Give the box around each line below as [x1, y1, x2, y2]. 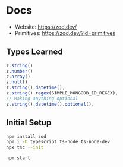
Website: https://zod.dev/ [14, 23, 77, 30]
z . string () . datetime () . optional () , [6, 101, 94, 107]
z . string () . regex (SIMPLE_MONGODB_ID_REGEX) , [6, 90, 118, 96]
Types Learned [6, 47, 64, 57]
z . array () [6, 74, 31, 80]
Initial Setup [6, 118, 52, 128]
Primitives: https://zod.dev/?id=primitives [14, 29, 116, 36]
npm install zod [6, 133, 46, 140]
